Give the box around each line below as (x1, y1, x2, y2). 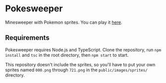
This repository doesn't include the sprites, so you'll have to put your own (5, 61, 156, 67)
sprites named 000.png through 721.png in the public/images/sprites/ (5, 67, 148, 73)
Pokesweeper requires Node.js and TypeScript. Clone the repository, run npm (5, 46, 162, 52)
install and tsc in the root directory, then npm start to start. (5, 52, 129, 58)
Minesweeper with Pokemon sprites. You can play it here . (5, 19, 122, 25)
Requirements (5, 34, 50, 42)
